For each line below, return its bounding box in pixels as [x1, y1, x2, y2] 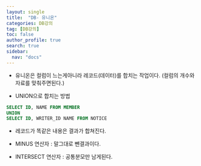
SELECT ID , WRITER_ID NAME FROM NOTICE [6, 116, 107, 122]
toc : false [6, 32, 34, 38]
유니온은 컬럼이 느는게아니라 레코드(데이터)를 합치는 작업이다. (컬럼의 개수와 [15, 71, 195, 79]
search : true [6, 43, 39, 49]
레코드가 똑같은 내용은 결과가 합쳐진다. [15, 127, 106, 134]
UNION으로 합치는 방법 [15, 92, 70, 99]
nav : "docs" [12, 54, 43, 60]
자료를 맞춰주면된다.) [15, 79, 65, 86]
